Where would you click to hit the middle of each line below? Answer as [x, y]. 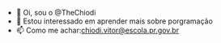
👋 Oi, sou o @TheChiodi [56, 13]
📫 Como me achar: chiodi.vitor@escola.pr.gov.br [98, 30]
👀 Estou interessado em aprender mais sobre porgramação [114, 21]
